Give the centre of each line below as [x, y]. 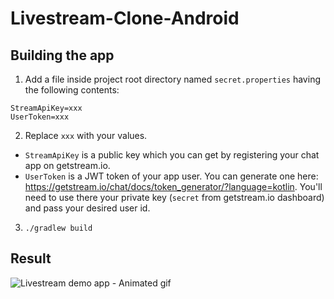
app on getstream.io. [67, 165]
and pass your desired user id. [87, 208]
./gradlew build [58, 228]
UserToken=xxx [40, 117]
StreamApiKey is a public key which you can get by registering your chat [172, 155]
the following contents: [72, 90]
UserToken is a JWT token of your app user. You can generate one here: [171, 176]
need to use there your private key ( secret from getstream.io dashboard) [174, 197]
